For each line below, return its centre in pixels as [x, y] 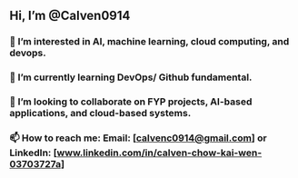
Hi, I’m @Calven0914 [70, 16]
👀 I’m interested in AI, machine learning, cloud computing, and [149, 42]
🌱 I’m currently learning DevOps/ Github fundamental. [131, 77]
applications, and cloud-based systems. [100, 114]
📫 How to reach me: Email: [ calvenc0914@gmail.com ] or [138, 138]
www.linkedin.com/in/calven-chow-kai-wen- [159, 153]
